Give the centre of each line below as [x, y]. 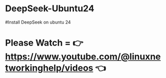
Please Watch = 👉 [44, 43]
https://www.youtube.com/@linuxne [83, 57]
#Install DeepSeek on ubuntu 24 [38, 22]
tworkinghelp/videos [49, 68]
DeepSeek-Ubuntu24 [50, 9]
